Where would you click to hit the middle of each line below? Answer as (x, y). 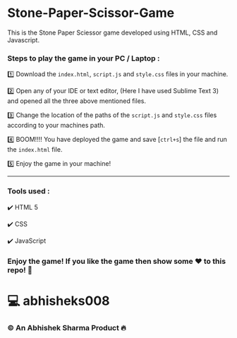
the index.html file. (35, 150)
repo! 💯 (20, 270)
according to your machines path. (56, 126)
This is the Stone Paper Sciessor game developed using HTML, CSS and (113, 32)
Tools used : (29, 191)
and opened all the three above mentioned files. (77, 101)
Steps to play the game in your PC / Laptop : (84, 58)
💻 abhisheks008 (59, 301)
